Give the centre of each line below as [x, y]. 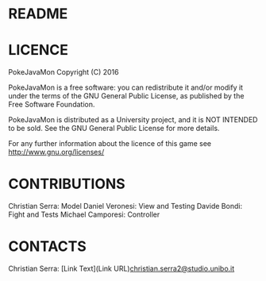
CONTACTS [48, 246]
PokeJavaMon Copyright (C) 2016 [64, 72]
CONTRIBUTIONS [67, 184]
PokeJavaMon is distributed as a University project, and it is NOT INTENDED [133, 120]
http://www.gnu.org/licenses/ [56, 152]
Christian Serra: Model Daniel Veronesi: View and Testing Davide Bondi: [125, 206]
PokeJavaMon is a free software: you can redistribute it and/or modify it [126, 87]
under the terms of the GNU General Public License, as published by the [126, 96]
